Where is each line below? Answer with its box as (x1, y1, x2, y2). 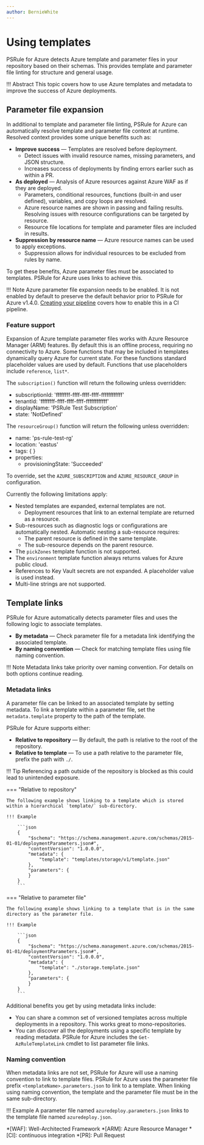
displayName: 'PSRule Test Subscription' (15, 404, 118, 411)
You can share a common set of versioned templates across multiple (15, 1014, 188, 1021)
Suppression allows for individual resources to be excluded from (24, 249, 186, 257)
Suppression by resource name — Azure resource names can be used (15, 237, 194, 244)
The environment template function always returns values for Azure (15, 554, 184, 561)
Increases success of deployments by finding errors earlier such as (24, 165, 194, 172)
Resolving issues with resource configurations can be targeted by (24, 210, 189, 218)
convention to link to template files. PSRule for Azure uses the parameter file (6, 1075, 198, 1083)
